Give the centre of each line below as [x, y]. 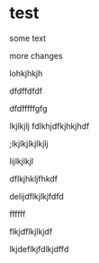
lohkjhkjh [26, 73]
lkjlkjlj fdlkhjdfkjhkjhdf [49, 126]
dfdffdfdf [26, 91]
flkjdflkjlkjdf [31, 231]
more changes [36, 55]
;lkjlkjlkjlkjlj [29, 143]
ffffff [18, 214]
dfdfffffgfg [28, 108]
